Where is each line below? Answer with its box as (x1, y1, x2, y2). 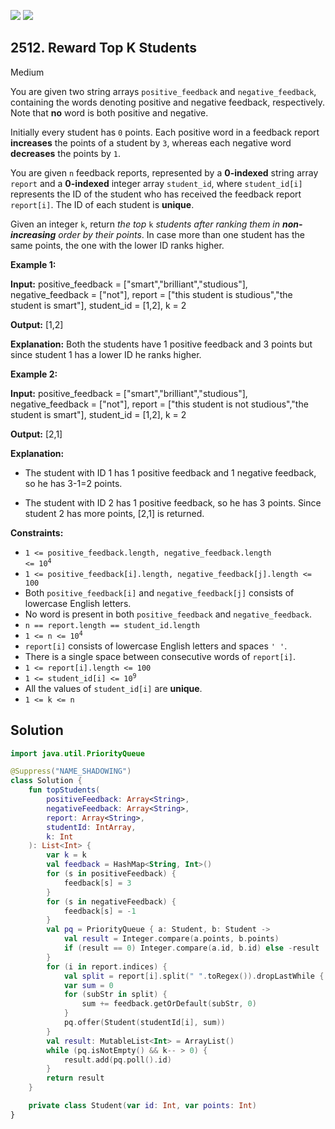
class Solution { (10, 776, 83, 786)
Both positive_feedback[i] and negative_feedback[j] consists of (24, 586, 295, 599)
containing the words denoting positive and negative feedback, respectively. (10, 96, 325, 108)
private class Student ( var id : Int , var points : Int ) (28, 1101, 257, 1111)
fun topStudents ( (28, 785, 101, 795)
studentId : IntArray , (46, 822, 137, 832)
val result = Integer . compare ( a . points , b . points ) (63, 934, 280, 944)
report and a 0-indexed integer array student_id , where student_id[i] (10, 177, 303, 189)
